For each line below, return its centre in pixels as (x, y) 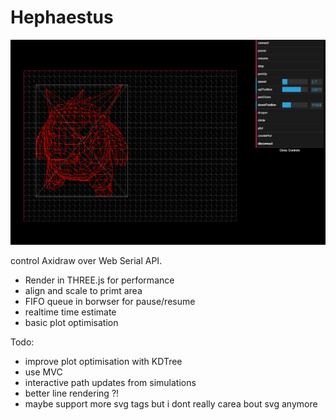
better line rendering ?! (72, 393)
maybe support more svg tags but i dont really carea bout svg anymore (171, 404)
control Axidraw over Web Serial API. (86, 261)
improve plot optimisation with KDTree (103, 362)
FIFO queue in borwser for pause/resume (110, 302)
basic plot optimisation (71, 323)
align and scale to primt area (83, 291)
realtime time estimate (70, 312)
